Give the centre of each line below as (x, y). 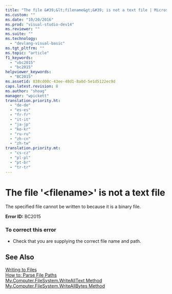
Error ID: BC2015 (23, 217)
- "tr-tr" (20, 167)
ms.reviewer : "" (23, 29)
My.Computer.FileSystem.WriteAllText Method (54, 280)
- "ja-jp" (20, 124)
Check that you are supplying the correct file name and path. (77, 241)
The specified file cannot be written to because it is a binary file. (73, 207)
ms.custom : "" (20, 15)
